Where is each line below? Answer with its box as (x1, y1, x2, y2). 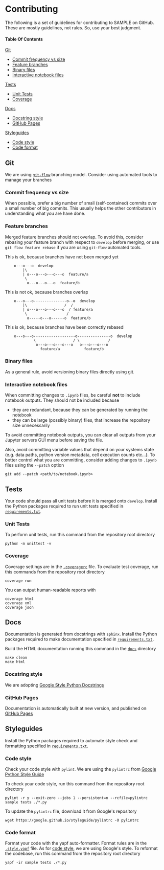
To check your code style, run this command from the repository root (5, 781, 144, 787)
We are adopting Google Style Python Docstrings (5, 682, 104, 688)
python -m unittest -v (5, 541, 51, 546)
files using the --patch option (5, 462, 64, 468)
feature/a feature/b (40, 346, 104, 351)
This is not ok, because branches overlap (5, 289, 89, 295)
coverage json (5, 605, 34, 610)
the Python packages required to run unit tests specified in (5, 503, 123, 509)
